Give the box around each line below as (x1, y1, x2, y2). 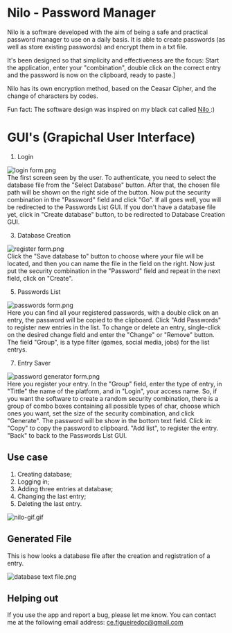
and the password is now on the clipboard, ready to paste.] (7, 71, 176, 79)
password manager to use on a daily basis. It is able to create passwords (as (7, 35, 226, 43)
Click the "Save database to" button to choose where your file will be (7, 252, 204, 260)
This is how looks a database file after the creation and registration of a (7, 551, 211, 560)
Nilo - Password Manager (7, 5, 156, 21)
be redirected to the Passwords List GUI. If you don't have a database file (7, 203, 216, 211)
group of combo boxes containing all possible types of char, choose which (7, 402, 220, 410)
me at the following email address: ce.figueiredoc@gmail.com (7, 618, 184, 627)
